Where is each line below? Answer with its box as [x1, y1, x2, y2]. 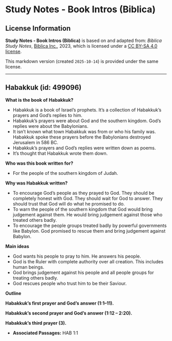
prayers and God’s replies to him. [12, 112, 83, 118]
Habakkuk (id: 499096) [5, 83, 82, 92]
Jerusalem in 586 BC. [12, 139, 59, 145]
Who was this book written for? [5, 160, 73, 166]
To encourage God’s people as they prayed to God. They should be [12, 190, 155, 196]
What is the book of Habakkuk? [5, 97, 74, 103]
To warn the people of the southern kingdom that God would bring [12, 206, 153, 212]
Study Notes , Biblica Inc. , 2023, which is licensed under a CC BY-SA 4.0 [5, 43, 158, 49]
